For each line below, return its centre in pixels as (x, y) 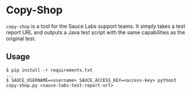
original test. (21, 38)
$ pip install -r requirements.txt (49, 70)
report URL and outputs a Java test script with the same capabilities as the (95, 32)
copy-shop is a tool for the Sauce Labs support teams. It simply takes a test (96, 26)
